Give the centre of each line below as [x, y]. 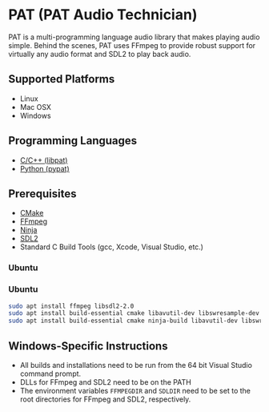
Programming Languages [73, 141]
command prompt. [50, 374]
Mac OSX [36, 107]
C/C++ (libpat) [44, 160]
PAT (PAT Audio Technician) [103, 15]
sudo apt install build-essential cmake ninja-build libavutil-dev [123, 321]
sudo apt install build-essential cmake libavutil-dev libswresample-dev [134, 313]
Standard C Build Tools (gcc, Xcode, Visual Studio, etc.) [112, 247]
